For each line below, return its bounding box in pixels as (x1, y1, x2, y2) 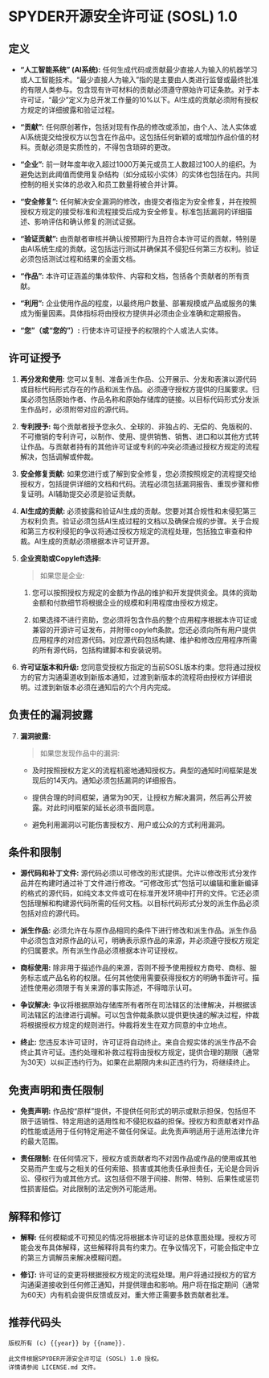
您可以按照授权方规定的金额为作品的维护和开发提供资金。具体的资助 (31, 587, 258, 597)
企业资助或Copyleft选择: (19, 553, 102, 563)
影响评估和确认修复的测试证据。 (34, 217, 141, 226)
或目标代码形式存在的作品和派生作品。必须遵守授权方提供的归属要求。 (19, 384, 253, 394)
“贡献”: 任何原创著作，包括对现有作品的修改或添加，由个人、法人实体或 (19, 122, 257, 131)
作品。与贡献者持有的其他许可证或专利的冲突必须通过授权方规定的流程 (26, 441, 259, 451)
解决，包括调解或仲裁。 (19, 452, 98, 461)
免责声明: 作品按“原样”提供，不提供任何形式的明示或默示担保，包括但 (19, 1107, 249, 1116)
